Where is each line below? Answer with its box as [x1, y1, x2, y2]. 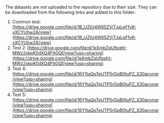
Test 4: [12, 66, 27, 72]
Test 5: [12, 92, 27, 98]
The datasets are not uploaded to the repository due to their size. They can [5, 4, 157, 10]
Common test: [12, 19, 41, 25]
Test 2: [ [12, 45, 29, 50]
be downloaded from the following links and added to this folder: [5, 9, 136, 15]
